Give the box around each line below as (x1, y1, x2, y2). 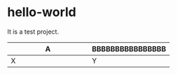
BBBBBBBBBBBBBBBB (92, 43, 167, 53)
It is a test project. (7, 27, 59, 36)
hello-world (7, 4, 77, 20)
